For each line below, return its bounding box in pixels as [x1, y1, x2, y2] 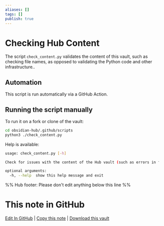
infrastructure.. [5, 64, 35, 70]
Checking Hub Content [5, 37, 100, 49]
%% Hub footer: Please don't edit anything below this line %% [5, 182, 131, 188]
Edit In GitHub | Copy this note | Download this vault [5, 215, 110, 221]
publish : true [5, 16, 34, 21]
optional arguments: [5, 169, 47, 174]
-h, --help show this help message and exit [9, 173, 104, 178]
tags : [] [5, 12, 23, 17]
